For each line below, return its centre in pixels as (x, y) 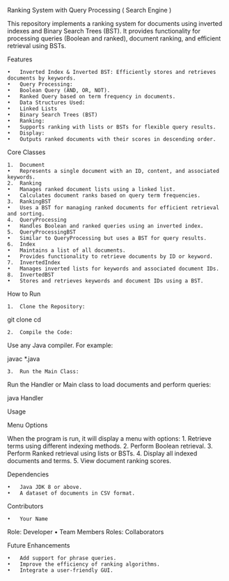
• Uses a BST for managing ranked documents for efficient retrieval (113, 208)
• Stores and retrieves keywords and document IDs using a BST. (105, 281)
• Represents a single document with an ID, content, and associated (113, 171)
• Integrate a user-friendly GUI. (60, 571)
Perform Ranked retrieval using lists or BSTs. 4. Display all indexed (102, 453)
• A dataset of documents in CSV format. (71, 493)
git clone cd (24, 319)
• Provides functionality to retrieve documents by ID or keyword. (110, 257)
